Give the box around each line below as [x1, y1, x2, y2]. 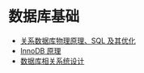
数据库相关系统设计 [19, 56, 85, 66]
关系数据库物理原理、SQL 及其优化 [19, 36, 136, 45]
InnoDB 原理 [19, 45, 61, 55]
